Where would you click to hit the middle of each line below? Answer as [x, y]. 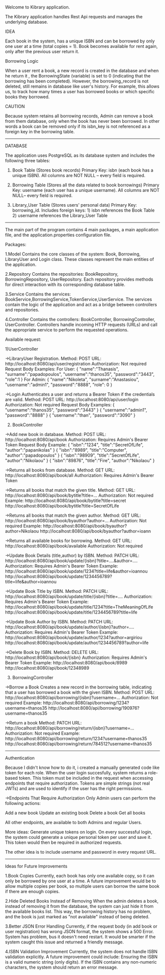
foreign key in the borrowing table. [40, 132]
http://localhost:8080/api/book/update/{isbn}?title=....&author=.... [71, 561]
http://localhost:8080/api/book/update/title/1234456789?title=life [71, 612]
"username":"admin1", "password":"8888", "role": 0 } [59, 385]
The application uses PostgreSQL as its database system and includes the [80, 155]
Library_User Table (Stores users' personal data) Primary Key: [75, 205]
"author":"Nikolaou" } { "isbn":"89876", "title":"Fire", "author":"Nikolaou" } [80, 460]
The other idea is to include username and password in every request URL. [81, 852]
